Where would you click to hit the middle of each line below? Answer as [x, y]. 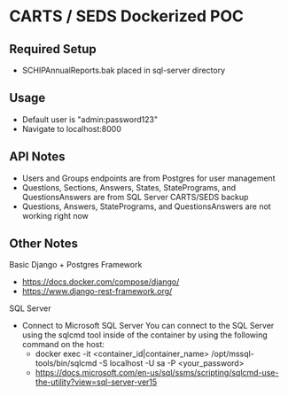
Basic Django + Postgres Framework [76, 265]
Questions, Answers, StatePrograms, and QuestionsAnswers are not [147, 206]
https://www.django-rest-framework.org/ [97, 291]
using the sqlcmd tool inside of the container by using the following [144, 335]
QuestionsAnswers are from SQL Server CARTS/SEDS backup [135, 197]
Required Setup [53, 49]
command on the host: [63, 345]
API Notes [37, 157]
